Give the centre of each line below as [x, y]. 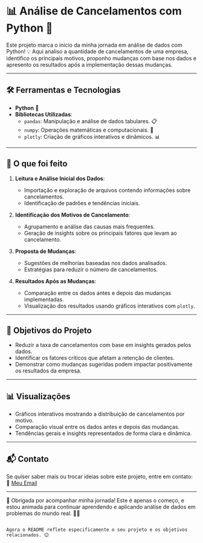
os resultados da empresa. [48, 371]
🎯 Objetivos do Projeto [49, 330]
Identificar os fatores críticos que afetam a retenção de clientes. [95, 358]
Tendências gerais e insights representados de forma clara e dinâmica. [103, 433]
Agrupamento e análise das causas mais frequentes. [89, 226]
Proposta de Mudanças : [46, 251]
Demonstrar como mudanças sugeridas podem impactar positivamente [104, 365]
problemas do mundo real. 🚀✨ [43, 513]
